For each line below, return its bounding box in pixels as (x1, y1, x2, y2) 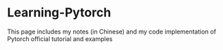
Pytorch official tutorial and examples (7, 34, 113, 42)
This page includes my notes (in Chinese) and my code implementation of (7, 27, 217, 36)
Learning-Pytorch (7, 5, 111, 21)
